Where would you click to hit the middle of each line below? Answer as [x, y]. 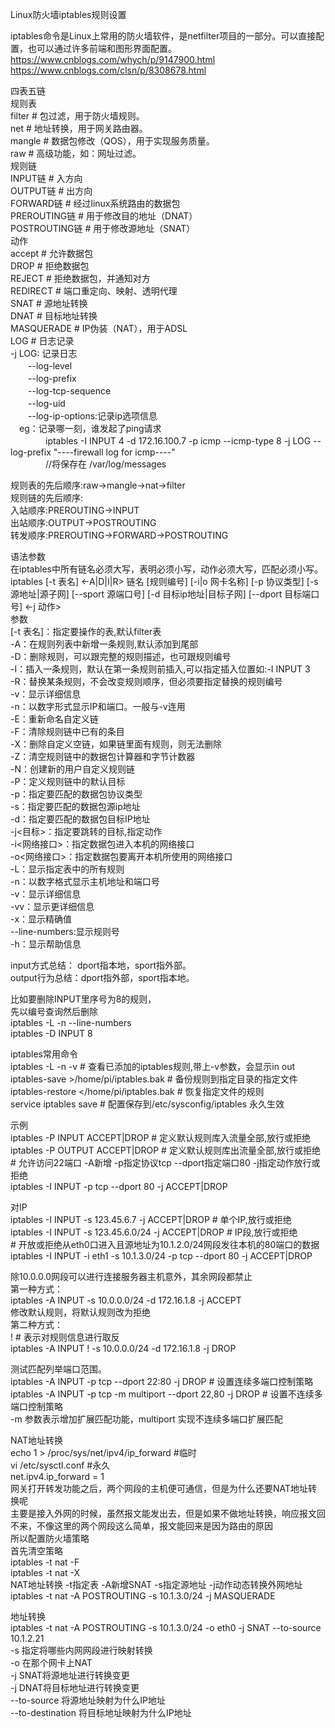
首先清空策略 [36, 1551]
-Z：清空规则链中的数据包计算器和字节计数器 [103, 756]
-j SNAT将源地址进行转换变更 [70, 1675]
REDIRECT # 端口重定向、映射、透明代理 [94, 291]
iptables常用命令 [44, 1054]
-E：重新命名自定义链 [54, 719]
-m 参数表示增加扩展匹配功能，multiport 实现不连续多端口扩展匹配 [146, 1419]
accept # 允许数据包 [51, 253]
